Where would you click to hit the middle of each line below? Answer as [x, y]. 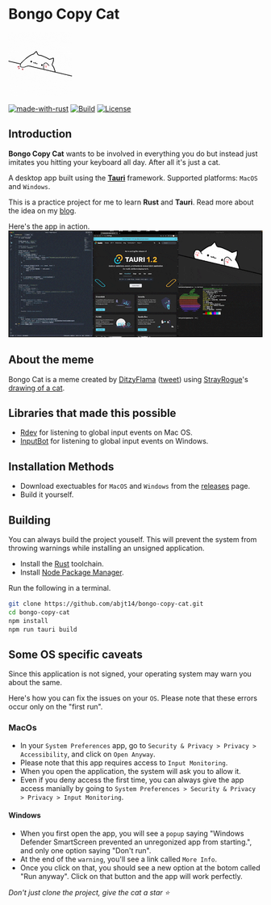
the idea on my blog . [42, 210]
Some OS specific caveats [76, 654]
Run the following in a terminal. [60, 587]
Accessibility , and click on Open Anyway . [88, 754]
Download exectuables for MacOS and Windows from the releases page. [135, 486]
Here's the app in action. [49, 226]
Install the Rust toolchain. [62, 563]
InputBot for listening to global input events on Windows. [114, 441]
